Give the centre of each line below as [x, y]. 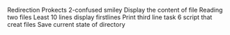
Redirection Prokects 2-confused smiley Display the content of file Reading [115, 10]
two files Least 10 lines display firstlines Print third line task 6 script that [110, 17]
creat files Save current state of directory [66, 24]
